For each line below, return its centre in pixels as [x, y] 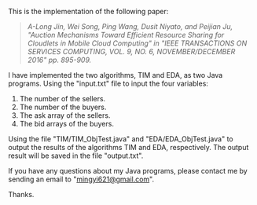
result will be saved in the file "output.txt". [76, 156]
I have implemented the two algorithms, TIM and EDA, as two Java [116, 75]
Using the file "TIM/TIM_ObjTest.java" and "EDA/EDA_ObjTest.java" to [121, 139]
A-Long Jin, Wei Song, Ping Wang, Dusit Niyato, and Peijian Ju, [130, 26]
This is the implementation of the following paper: [88, 11]
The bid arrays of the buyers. [66, 124]
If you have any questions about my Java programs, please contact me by [128, 171]
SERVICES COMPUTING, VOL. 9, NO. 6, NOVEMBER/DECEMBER [131, 51]
